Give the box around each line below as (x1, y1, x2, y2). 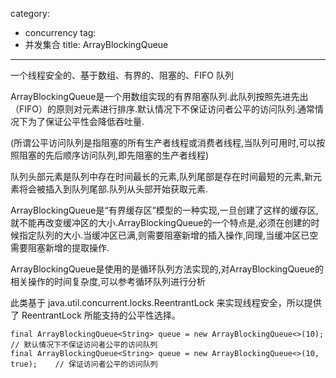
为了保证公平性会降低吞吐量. (27, 116, 145, 127)
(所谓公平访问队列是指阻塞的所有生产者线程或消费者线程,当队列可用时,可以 (10, 137, 317, 148)
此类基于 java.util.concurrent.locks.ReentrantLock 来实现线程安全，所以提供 (10, 297, 322, 308)
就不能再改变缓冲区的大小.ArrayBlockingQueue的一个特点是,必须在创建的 (10, 217, 312, 228)
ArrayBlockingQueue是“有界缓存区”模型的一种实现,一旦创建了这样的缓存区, (10, 204, 319, 216)
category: (10, 8, 50, 19)
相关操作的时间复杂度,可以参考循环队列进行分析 (10, 276, 207, 287)
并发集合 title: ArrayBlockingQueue (24, 39, 169, 50)
